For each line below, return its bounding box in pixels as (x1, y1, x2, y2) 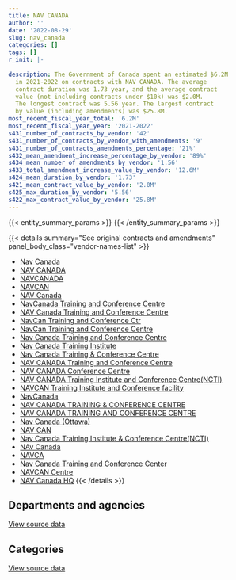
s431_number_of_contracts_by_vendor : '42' (8, 129, 150, 137)
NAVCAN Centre (19, 467, 74, 476)
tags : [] (8, 48, 37, 56)
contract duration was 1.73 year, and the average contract (15, 85, 218, 93)
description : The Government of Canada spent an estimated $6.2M (8, 71, 228, 78)
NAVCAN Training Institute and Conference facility (19, 383, 185, 392)
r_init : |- (8, 56, 44, 64)
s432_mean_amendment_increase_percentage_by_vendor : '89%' (8, 151, 207, 159)
